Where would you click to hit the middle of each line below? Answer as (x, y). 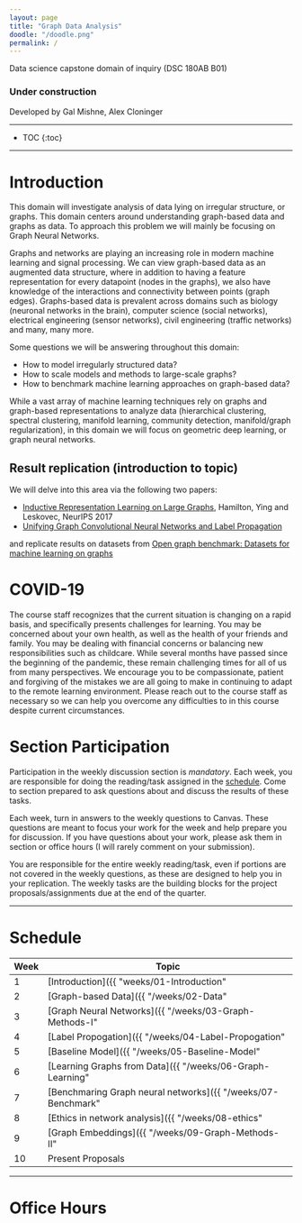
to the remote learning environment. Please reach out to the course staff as (148, 691)
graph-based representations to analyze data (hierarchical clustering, (138, 411)
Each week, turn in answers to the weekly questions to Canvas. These (139, 818)
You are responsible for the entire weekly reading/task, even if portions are (148, 864)
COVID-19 (47, 590)
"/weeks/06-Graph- (226, 1066)
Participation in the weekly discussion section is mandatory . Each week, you (151, 772)
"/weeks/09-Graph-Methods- (214, 1133)
